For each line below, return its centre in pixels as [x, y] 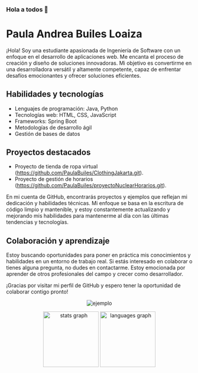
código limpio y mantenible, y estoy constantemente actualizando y [88, 209]
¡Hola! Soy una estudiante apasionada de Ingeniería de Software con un [93, 50]
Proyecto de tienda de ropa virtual [56, 167]
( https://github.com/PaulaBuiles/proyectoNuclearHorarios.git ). [90, 186]
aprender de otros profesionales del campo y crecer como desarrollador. [95, 274]
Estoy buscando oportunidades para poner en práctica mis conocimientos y [98, 255]
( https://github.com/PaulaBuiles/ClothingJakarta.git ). [79, 173]
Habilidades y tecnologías [55, 94]
